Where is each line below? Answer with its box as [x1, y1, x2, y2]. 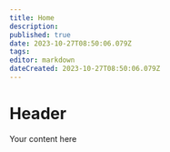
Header [9, 104, 66, 124]
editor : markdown [9, 56, 75, 65]
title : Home [9, 13, 55, 23]
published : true [9, 30, 71, 39]
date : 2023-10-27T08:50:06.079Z [9, 38, 132, 48]
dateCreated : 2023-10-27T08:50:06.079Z [9, 65, 161, 74]
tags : [9, 47, 30, 56]
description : [9, 22, 59, 31]
